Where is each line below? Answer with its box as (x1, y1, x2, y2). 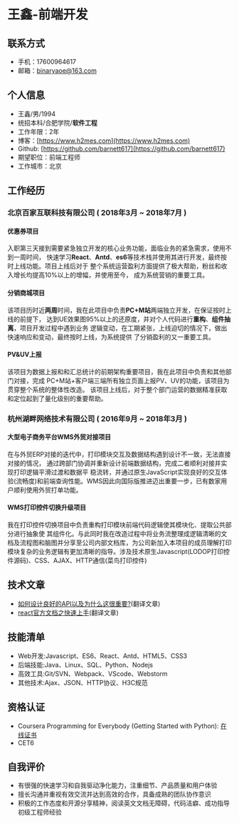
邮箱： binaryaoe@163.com (17, 66, 97, 75)
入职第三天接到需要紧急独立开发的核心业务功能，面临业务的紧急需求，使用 (7, 244, 225, 253)
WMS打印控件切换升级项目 (7, 503, 87, 512)
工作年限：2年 (17, 127, 60, 136)
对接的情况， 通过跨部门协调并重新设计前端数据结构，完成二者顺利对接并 (7, 458, 221, 468)
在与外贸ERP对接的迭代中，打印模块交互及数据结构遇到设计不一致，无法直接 (7, 450, 231, 458)
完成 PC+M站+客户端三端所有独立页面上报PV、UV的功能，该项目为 (31, 376, 230, 385)
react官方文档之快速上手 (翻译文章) (17, 608, 119, 617)
